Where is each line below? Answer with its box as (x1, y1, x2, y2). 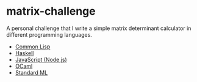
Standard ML (15, 69, 48, 76)
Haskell (15, 49, 34, 56)
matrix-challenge (6, 4, 96, 18)
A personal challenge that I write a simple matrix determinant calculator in (6, 24, 192, 32)
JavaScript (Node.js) (15, 56, 67, 63)
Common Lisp (15, 43, 51, 50)
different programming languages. (6, 31, 93, 38)
